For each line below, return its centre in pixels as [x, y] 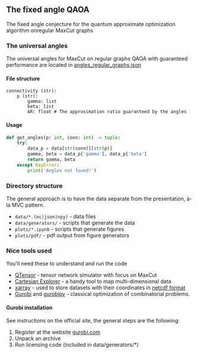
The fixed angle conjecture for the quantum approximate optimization [91, 24]
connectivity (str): [32, 91]
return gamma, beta [52, 160]
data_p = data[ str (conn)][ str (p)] [70, 149]
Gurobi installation [29, 307]
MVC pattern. [28, 205]
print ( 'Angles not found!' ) [62, 170]
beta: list [41, 107]
